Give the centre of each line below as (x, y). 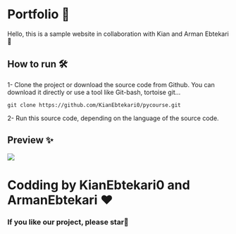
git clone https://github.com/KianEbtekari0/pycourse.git (94, 105)
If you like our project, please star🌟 (68, 222)
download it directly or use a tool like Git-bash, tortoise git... (94, 92)
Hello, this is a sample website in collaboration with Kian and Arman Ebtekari (118, 34)
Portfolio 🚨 (39, 14)
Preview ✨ (31, 140)
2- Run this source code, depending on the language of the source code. (113, 118)
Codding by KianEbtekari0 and (99, 185)
